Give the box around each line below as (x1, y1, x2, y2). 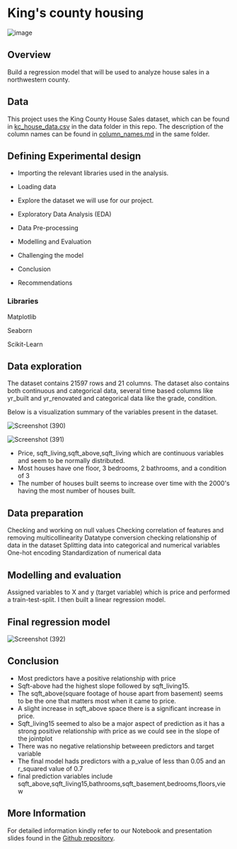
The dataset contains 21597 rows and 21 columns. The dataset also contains (7, 379, 230, 387)
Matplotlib (7, 312, 37, 321)
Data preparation (7, 507, 83, 519)
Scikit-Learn (7, 340, 44, 348)
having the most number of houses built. (17, 486, 136, 495)
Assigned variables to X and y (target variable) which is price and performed (7, 588, 231, 596)
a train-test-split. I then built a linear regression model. (7, 596, 166, 604)
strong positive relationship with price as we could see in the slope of (17, 727, 220, 735)
